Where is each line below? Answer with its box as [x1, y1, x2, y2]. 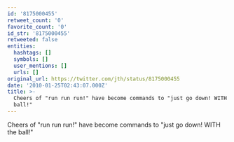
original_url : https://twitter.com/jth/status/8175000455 [7, 75, 180, 83]
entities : [7, 43, 36, 50]
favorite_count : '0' [7, 23, 68, 30]
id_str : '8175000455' [7, 29, 71, 37]
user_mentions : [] [13, 62, 68, 69]
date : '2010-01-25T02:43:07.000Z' [7, 82, 109, 89]
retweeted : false [7, 36, 58, 43]
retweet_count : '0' [7, 17, 64, 24]
